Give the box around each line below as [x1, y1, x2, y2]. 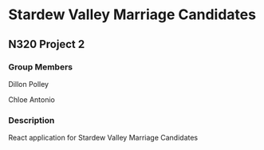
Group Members [8, 61, 73, 73]
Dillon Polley [8, 79, 49, 89]
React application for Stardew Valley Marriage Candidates [8, 133, 198, 143]
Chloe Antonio [8, 94, 56, 105]
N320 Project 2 [8, 37, 85, 51]
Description [8, 114, 55, 125]
